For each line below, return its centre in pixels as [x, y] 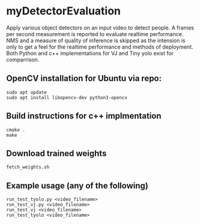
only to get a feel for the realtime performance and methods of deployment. [100, 47]
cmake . [16, 130]
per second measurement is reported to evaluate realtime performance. [95, 34]
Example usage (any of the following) [77, 185]
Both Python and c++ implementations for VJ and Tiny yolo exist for [90, 53]
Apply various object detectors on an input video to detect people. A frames [100, 28]
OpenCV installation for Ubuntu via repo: [84, 78]
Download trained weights [56, 153]
